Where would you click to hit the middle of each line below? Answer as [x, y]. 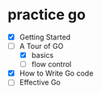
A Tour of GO [41, 46]
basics [42, 55]
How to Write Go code [56, 73]
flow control [51, 64]
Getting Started [45, 37]
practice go [47, 15]
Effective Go [40, 83]
